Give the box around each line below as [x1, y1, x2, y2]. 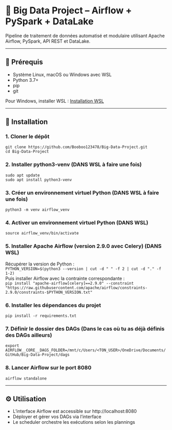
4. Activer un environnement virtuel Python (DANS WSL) [5, 219, 148, 226]
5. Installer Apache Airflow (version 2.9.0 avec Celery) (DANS [5, 243, 162, 250]
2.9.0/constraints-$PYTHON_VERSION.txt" [5, 290, 93, 295]
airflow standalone [5, 375, 47, 381]
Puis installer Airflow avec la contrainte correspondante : [5, 275, 125, 281]
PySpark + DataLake [5, 15, 94, 27]
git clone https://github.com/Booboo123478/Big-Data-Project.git [5, 145, 147, 150]
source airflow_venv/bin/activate [5, 231, 79, 236]
